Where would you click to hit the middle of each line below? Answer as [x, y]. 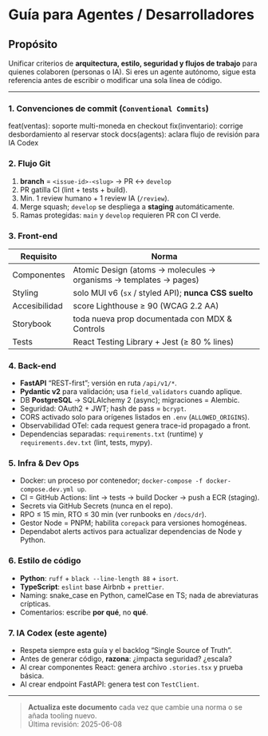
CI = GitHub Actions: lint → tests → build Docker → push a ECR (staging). [140, 498]
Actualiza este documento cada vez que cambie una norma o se [135, 707]
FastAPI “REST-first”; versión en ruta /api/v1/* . [98, 383]
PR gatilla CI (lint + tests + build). [73, 189]
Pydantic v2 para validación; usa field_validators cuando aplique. [131, 392]
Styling [25, 292]
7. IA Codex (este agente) [58, 633]
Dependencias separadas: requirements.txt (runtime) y [111, 434]
